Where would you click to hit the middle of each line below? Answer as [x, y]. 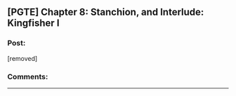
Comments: [28, 76]
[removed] [22, 58]
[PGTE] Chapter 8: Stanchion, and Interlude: [106, 12]
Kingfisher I [33, 23]
